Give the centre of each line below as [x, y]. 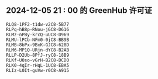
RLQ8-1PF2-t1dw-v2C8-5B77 [37, 24]
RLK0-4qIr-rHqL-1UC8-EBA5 [37, 65]
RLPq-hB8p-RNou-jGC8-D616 [37, 29]
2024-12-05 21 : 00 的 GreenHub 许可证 [79, 11]
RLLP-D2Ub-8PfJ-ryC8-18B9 [37, 55]
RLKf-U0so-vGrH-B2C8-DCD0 [37, 60]
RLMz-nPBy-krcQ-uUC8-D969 [37, 35]
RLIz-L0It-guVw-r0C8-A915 [37, 70]
